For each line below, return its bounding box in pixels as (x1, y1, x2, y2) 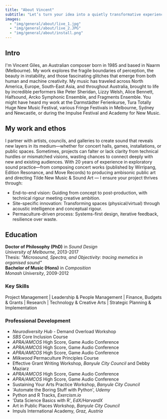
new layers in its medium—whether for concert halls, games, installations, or (5, 143, 162, 149)
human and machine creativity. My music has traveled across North (5, 78, 144, 84)
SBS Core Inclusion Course (12, 334, 68, 340)
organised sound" (5, 260, 42, 266)
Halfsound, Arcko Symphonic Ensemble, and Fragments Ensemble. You (5, 94, 151, 100)
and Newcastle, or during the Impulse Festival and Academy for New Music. (5, 110, 161, 116)
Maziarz (12, 366, 29, 372)
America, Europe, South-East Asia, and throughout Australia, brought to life (5, 83, 159, 89)
